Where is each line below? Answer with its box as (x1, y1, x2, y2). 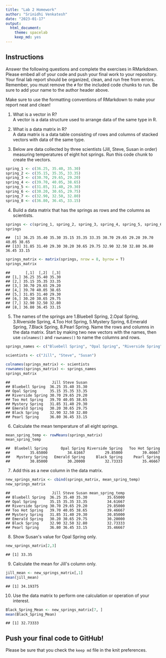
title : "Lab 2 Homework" (5, 7, 57, 12)
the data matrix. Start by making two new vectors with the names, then (12, 329, 157, 335)
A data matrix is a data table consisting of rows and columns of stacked (12, 131, 158, 137)
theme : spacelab (14, 30, 48, 35)
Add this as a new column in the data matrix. (12, 468, 103, 474)
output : (5, 21, 22, 26)
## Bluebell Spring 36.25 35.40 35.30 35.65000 (5, 495, 125, 500)
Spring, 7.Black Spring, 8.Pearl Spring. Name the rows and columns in (12, 324, 154, 330)
